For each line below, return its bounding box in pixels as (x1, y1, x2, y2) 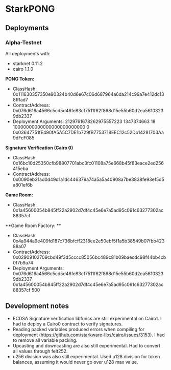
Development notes (5, 302, 69, 311)
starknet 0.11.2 (12, 60, 43, 67)
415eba (12, 165, 29, 172)
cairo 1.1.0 (12, 66, 34, 72)
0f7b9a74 (12, 259, 34, 265)
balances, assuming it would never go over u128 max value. (12, 359, 138, 365)
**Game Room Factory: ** (5, 222, 61, 229)
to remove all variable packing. (12, 337, 78, 343)
